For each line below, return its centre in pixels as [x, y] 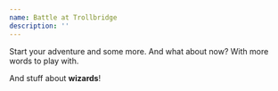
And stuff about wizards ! [55, 78]
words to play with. [44, 61]
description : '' [39, 26]
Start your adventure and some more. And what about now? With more [139, 51]
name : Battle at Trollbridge [63, 17]
